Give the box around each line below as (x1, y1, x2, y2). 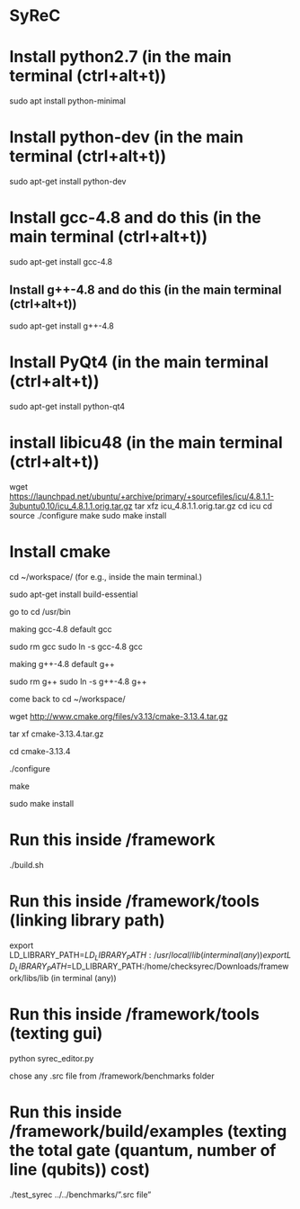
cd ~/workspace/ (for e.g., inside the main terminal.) (9, 571, 203, 582)
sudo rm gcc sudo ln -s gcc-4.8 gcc (9, 641, 144, 652)
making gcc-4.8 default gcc (9, 623, 112, 635)
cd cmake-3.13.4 (9, 745, 71, 756)
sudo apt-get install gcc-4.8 (9, 257, 113, 266)
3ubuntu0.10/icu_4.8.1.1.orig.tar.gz (9, 501, 133, 511)
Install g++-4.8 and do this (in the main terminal (9, 283, 282, 298)
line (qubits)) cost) (9, 1159, 151, 1180)
